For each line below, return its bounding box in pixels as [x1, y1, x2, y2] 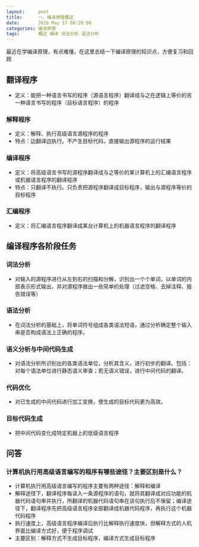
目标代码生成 [6, 415, 43, 423]
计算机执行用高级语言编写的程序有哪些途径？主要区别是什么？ [6, 468, 183, 476]
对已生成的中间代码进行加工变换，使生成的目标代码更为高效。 [14, 398, 166, 406]
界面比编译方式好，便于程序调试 [14, 527, 93, 534]
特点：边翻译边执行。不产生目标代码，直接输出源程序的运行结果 [14, 138, 171, 145]
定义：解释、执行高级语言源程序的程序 [14, 130, 109, 137]
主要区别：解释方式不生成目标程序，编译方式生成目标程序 [14, 534, 156, 542]
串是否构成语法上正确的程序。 [14, 329, 88, 336]
